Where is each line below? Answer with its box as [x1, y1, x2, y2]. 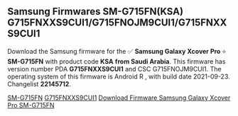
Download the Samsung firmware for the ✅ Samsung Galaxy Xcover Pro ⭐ [7, 47, 227, 55]
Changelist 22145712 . [7, 79, 71, 88]
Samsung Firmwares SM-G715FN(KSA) [7, 6, 183, 18]
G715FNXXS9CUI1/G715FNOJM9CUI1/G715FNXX [7, 17, 227, 29]
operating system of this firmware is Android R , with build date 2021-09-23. [7, 72, 231, 81]
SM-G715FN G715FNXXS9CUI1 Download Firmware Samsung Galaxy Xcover [7, 93, 231, 102]
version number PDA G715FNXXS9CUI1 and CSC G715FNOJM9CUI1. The [7, 64, 222, 73]
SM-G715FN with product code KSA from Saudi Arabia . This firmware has [7, 57, 226, 66]
